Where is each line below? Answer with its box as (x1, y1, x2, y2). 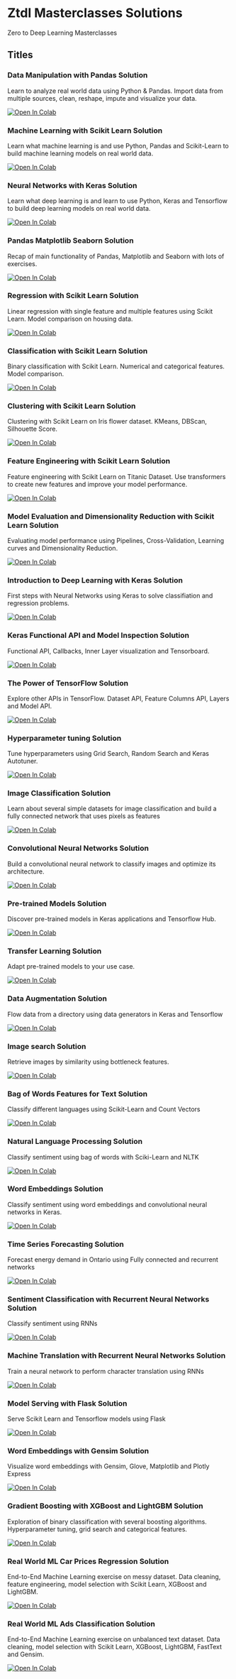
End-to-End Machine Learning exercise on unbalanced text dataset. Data (7, 1635, 221, 1644)
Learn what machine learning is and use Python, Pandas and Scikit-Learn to (7, 141, 229, 150)
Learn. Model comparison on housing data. (7, 314, 133, 323)
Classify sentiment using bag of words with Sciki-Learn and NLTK (7, 1152, 200, 1161)
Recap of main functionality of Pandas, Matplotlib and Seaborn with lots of (7, 252, 225, 260)
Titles (7, 49, 33, 61)
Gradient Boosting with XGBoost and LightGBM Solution (7, 1501, 203, 1511)
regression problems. (7, 599, 69, 607)
